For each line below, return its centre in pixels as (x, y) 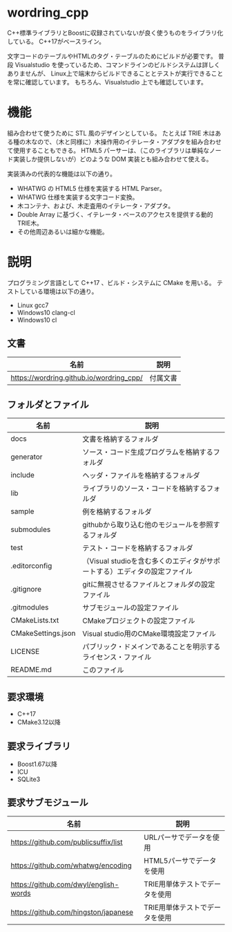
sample (22, 511)
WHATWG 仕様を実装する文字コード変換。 (78, 197)
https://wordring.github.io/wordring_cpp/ (77, 377)
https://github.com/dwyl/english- (65, 884)
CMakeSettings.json (43, 633)
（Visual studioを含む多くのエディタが (145, 561)
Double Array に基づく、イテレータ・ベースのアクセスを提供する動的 (115, 214)
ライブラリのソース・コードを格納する (145, 488)
